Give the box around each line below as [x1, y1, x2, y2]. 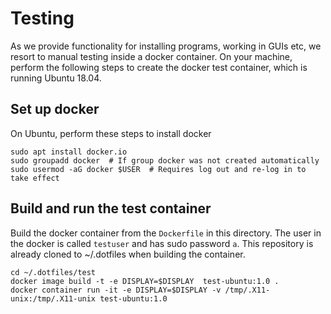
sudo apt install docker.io [10, 147, 128, 157]
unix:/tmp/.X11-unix [10, 293, 97, 304]
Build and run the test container [10, 200, 212, 217]
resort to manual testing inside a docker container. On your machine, [10, 50, 293, 62]
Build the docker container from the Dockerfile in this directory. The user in [10, 227, 322, 239]
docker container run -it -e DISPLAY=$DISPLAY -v [10, 285, 222, 295]
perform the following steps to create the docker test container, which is [10, 61, 308, 73]
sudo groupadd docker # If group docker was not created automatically [10, 155, 320, 166]
